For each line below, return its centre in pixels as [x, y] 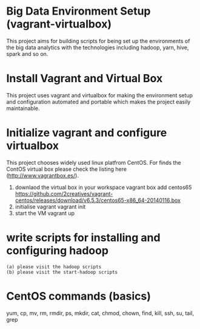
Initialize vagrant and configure [87, 133]
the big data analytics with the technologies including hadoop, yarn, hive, [98, 47]
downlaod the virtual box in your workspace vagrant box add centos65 [103, 187]
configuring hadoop [58, 251]
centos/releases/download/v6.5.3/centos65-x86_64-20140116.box [98, 200]
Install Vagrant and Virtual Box [85, 79]
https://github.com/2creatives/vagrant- [64, 193]
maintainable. [23, 108]
